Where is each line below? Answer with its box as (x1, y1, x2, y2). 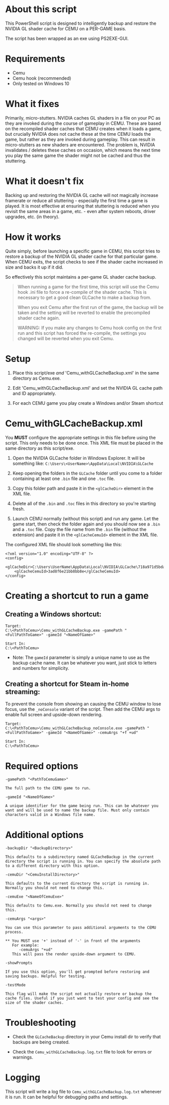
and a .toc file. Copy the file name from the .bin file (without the (12, 526, 147, 532)
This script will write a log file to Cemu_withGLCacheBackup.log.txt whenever (5, 1089, 162, 1095)
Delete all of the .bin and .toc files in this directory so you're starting (12, 500, 156, 506)
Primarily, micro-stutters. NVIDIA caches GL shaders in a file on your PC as (5, 115, 161, 121)
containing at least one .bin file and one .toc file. (12, 476, 115, 482)
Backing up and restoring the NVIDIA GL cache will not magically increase (5, 192, 158, 198)
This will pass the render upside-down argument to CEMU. (12, 952, 136, 957)
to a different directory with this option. (5, 863, 100, 869)
